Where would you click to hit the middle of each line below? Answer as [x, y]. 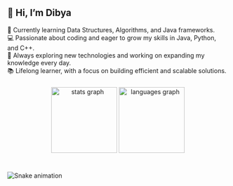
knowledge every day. [39, 62]
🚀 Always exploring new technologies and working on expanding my [106, 55]
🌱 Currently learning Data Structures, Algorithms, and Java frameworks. [111, 29]
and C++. [21, 48]
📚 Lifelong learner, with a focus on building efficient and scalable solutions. [117, 70]
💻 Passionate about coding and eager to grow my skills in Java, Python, [112, 38]
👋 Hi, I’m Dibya [39, 13]
